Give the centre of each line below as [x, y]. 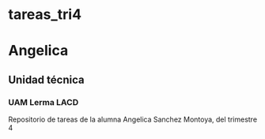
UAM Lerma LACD [44, 102]
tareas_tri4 [45, 15]
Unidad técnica [46, 79]
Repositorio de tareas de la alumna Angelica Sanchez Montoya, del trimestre [133, 119]
